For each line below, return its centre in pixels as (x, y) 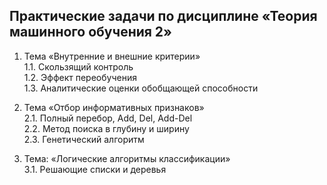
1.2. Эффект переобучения (80, 77)
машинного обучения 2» (90, 32)
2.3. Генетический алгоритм (84, 139)
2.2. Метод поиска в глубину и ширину (106, 128)
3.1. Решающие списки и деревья (95, 169)
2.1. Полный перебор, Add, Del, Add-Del (108, 118)
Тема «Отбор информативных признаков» (114, 107)
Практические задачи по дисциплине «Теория (163, 16)
